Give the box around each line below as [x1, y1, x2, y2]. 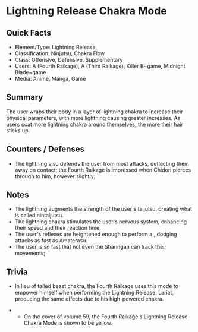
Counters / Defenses [6, 144, 85, 154]
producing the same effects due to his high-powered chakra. [14, 295, 164, 302]
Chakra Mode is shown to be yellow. [23, 320, 113, 327]
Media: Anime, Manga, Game [14, 75, 86, 82]
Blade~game [14, 69, 46, 75]
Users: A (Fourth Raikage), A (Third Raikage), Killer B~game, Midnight [14, 62, 186, 69]
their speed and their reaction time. [14, 225, 101, 232]
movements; [14, 249, 46, 257]
